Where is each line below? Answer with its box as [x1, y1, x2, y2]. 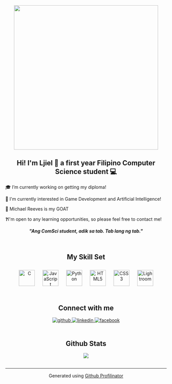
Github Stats [66, 339, 106, 348]
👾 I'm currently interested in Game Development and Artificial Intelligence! [5, 196, 161, 202]
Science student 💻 [55, 167, 117, 176]
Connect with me [58, 304, 114, 313]
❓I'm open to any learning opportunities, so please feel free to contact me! [5, 216, 162, 222]
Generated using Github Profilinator [48, 373, 124, 379]
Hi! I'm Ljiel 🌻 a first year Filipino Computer [16, 159, 156, 167]
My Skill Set [67, 253, 105, 261]
